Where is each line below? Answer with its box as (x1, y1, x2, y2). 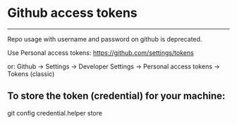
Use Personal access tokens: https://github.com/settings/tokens (7, 48, 194, 57)
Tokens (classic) (7, 69, 55, 78)
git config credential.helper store (7, 108, 102, 117)
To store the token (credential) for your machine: (7, 90, 226, 102)
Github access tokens (7, 5, 138, 21)
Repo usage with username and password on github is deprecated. (7, 35, 202, 43)
